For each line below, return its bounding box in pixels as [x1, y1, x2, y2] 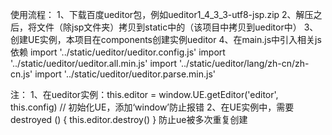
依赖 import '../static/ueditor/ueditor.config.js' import [10, 46, 226, 58]
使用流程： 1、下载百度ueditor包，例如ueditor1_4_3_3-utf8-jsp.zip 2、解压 [10, 9, 314, 20]
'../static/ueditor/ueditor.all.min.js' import [10, 58, 178, 69]
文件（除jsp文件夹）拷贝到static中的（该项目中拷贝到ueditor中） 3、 [36, 21, 319, 33]
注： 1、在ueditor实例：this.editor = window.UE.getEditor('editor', [10, 89, 279, 100]
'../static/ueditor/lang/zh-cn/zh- [179, 58, 310, 69]
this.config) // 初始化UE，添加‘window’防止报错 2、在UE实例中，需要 [10, 101, 295, 113]
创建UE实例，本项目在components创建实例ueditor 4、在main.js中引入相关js [10, 34, 322, 45]
